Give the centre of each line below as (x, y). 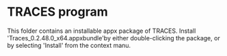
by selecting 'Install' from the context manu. (69, 45)
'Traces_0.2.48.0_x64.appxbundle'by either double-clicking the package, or (113, 38)
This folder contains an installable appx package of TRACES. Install (102, 31)
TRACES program (57, 12)
